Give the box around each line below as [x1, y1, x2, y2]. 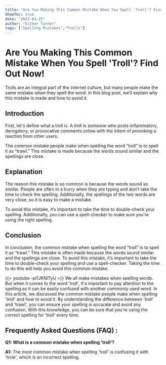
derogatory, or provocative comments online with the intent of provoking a [5, 127, 157, 134]
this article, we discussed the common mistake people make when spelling [5, 291, 158, 297]
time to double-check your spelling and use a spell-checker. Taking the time [5, 260, 160, 266]
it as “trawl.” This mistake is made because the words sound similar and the [5, 148, 159, 154]
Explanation [5, 168, 43, 176]
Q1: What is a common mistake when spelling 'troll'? [5, 339, 115, 345]
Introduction [5, 110, 44, 118]
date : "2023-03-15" [5, 16, 45, 21]
